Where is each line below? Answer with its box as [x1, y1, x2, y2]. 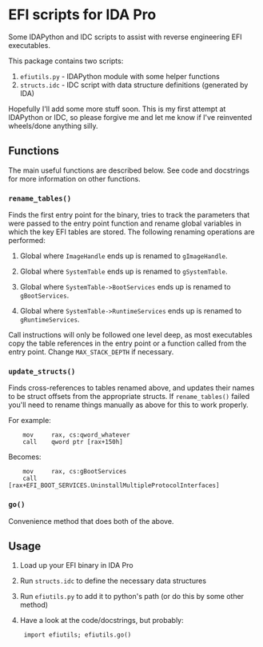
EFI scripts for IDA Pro [8, 6, 157, 24]
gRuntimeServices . [19, 314, 80, 325]
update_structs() [8, 366, 76, 376]
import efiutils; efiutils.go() [23, 631, 132, 639]
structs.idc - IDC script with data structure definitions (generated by [19, 80, 249, 90]
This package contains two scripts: [8, 56, 124, 66]
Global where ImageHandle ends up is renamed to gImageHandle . [19, 251, 228, 261]
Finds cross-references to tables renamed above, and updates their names [8, 383, 255, 393]
